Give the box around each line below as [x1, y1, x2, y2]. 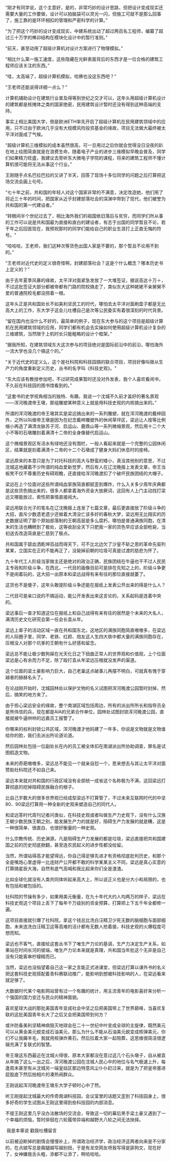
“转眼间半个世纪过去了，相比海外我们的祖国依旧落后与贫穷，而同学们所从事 [5, 213, 164, 219]
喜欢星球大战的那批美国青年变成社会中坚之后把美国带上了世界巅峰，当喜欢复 [5, 1005, 166, 1011]
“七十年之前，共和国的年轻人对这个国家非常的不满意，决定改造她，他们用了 [5, 189, 164, 195]
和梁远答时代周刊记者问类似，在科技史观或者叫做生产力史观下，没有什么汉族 [5, 812, 166, 818]
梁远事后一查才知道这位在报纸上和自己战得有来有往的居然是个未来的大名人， [5, 610, 166, 616]
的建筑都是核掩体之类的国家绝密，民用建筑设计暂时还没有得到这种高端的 [5, 101, 157, 107]
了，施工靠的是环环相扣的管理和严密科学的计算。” [5, 17, 108, 23]
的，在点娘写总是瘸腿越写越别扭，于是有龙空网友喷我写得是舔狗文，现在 [5, 1145, 157, 1151]
